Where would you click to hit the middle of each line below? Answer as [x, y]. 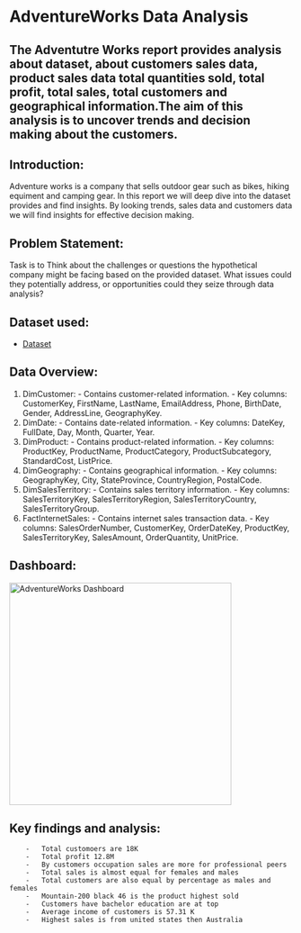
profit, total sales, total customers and [118, 92]
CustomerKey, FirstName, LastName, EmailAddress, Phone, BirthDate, [152, 403]
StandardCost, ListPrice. [67, 460]
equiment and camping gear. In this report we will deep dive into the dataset [150, 196]
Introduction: [47, 164]
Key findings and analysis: [85, 829]
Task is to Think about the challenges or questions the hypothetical [133, 265]
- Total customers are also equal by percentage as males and [148, 881]
